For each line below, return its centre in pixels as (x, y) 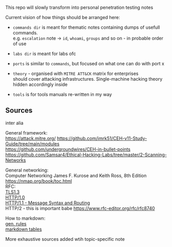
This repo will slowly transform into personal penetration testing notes (79, 7)
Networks (16, 160)
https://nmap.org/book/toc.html (39, 181)
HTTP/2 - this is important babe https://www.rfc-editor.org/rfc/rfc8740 (80, 208)
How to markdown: (25, 218)
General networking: (27, 170)
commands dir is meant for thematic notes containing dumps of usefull (86, 27)
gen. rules (16, 223)
